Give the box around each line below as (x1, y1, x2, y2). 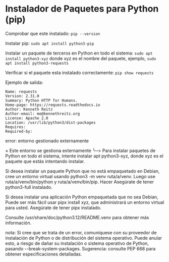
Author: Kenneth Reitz (5, 107, 53, 112)
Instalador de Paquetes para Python (5, 3, 159, 15)
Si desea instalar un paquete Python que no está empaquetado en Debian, (5, 168, 160, 174)
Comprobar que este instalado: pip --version (5, 30, 100, 36)
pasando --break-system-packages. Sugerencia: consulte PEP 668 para (5, 245, 156, 251)
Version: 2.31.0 (5, 93, 39, 98)
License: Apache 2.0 (5, 116, 49, 121)
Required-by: (5, 129, 33, 134)
